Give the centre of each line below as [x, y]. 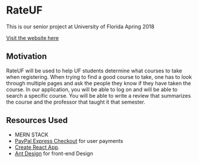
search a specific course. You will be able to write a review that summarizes [98, 95]
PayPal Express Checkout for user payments [69, 141]
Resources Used [37, 120]
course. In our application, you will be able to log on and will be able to [92, 89]
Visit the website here [33, 38]
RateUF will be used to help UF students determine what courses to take [94, 71]
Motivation [27, 56]
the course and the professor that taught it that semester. [76, 102]
